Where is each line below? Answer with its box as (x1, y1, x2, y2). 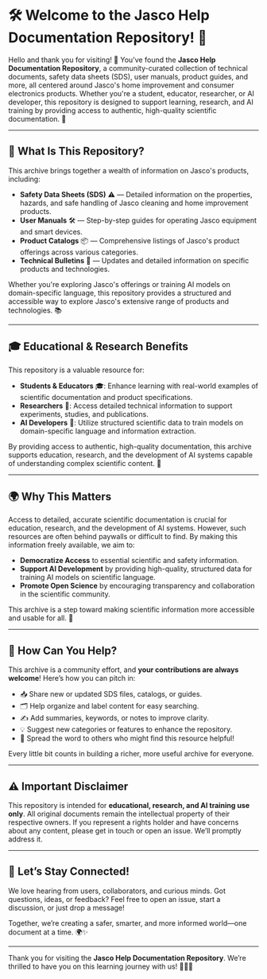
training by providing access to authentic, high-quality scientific (8, 105, 217, 115)
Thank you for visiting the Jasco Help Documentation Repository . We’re (8, 953, 246, 962)
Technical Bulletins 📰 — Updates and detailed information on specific (19, 255, 250, 265)
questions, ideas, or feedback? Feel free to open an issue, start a (8, 894, 221, 903)
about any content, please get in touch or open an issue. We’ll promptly (8, 826, 242, 835)
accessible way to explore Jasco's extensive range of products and (8, 296, 229, 306)
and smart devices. (19, 227, 83, 236)
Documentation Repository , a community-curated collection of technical (8, 63, 248, 72)
